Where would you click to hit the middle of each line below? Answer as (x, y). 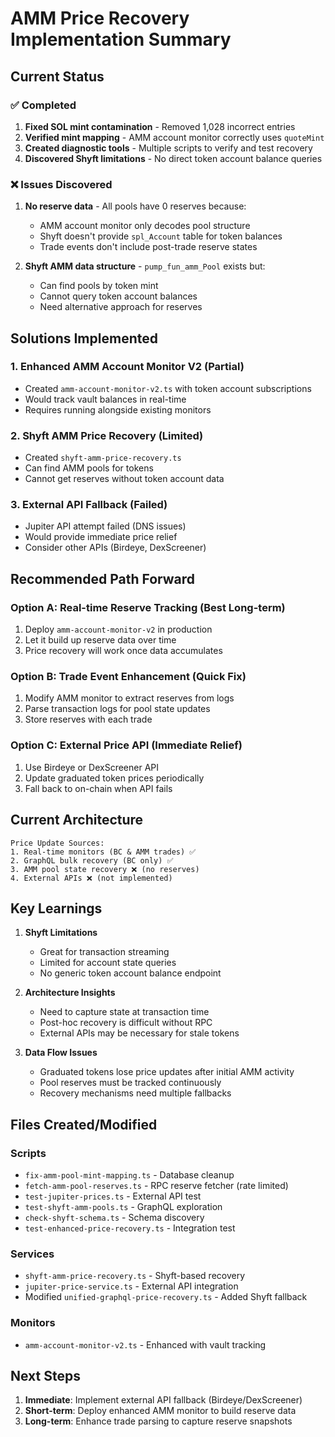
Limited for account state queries (108, 963)
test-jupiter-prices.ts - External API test (113, 1196)
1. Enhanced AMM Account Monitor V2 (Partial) (127, 367)
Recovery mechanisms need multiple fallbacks (135, 1093)
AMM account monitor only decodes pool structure (145, 226)
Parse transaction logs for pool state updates (117, 709)
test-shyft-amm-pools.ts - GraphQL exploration (123, 1207)
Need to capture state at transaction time (124, 1012)
